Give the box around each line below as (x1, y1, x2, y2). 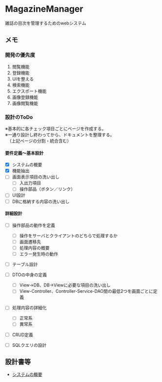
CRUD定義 (12, 332, 33, 338)
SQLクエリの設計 (12, 342, 47, 348)
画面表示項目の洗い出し (12, 174, 60, 180)
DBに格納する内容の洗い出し (12, 199, 70, 204)
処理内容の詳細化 (12, 305, 47, 311)
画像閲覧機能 (12, 100, 38, 106)
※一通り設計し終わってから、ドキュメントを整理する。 (5, 132, 115, 138)
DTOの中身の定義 (12, 272, 47, 278)
